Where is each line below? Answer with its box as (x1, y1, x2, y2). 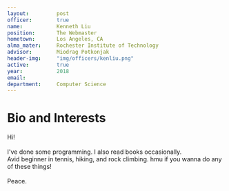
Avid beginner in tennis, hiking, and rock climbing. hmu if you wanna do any (7, 155, 222, 163)
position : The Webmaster (7, 29, 97, 37)
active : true (7, 61, 70, 68)
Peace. (7, 177, 28, 185)
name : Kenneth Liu (7, 23, 91, 30)
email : (7, 74, 26, 81)
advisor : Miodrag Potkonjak (7, 49, 110, 56)
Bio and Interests (7, 110, 106, 126)
